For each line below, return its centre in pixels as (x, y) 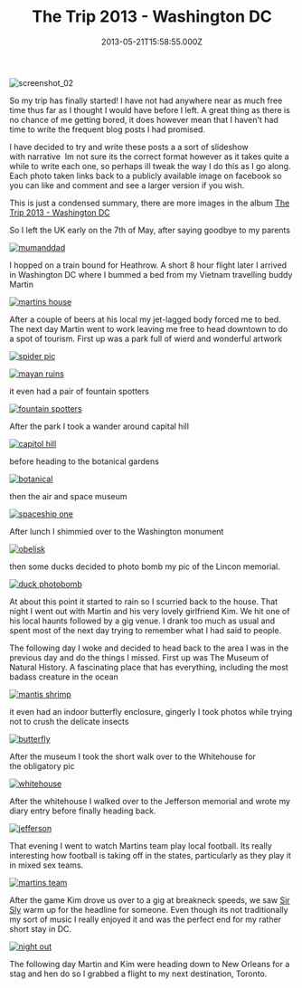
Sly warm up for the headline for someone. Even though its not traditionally (149, 909)
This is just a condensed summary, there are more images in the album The (150, 203)
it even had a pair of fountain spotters (79, 391)
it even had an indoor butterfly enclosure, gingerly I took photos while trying (151, 711)
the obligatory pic (42, 765)
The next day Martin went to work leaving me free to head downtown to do (149, 328)
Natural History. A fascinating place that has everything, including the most (149, 667)
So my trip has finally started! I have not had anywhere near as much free (146, 100)
